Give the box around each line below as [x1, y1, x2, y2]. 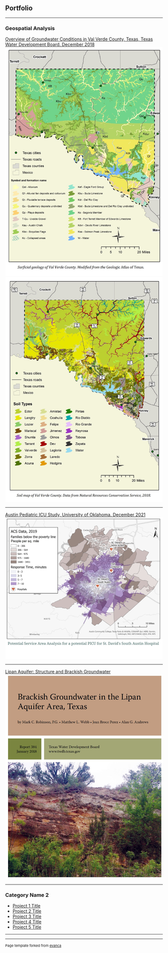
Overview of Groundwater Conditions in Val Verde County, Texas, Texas [5, 36, 153, 42]
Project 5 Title [12, 924, 41, 930]
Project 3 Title [12, 913, 41, 919]
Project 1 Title [12, 903, 41, 909]
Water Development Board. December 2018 [5, 42, 95, 48]
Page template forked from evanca [5, 943, 61, 948]
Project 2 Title [12, 908, 41, 914]
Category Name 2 [5, 891, 49, 898]
